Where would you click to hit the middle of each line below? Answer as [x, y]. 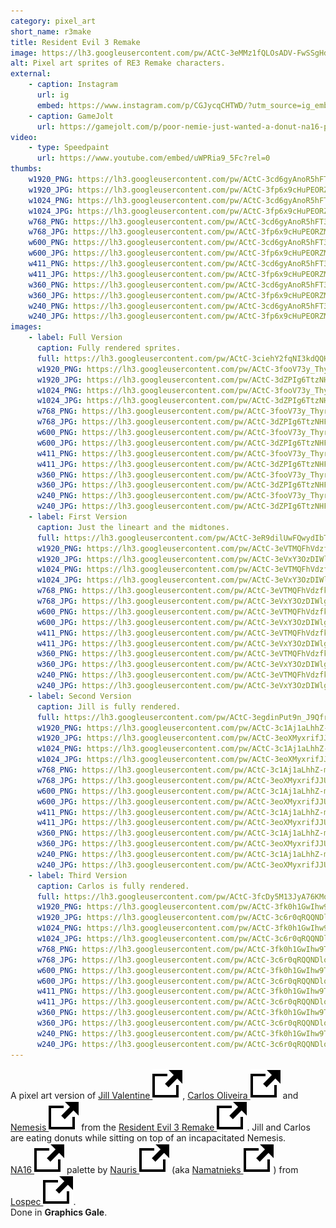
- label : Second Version [80, 696]
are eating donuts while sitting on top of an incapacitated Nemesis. [148, 1137]
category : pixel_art [53, 21]
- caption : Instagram [73, 85]
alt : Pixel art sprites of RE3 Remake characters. [118, 63]
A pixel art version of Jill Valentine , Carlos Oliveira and [154, 1095]
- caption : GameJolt [71, 116]
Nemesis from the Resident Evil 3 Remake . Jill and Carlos [160, 1127]
